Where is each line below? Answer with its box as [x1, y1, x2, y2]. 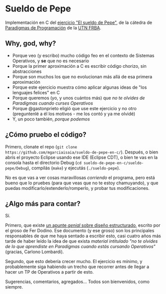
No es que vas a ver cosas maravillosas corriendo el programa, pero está [5, 174, 155, 180]
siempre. [5, 284, 23, 290]
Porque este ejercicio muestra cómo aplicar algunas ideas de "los [12, 84, 147, 90]
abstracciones [12, 68, 42, 74]
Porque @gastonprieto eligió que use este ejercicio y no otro [12, 105, 137, 111]
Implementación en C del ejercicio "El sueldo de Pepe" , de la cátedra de [5, 19, 153, 25]
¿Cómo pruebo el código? [5, 131, 86, 139]
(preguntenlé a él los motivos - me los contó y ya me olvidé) [12, 111, 136, 117]
